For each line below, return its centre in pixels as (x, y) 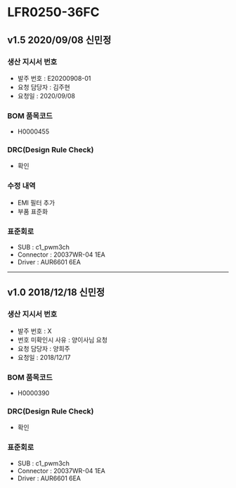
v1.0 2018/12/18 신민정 (56, 293)
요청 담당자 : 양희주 (44, 348)
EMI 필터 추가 (36, 203)
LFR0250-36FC (53, 12)
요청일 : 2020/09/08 (46, 96)
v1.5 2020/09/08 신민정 (59, 40)
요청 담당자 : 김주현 (44, 87)
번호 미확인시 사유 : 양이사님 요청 (62, 340)
